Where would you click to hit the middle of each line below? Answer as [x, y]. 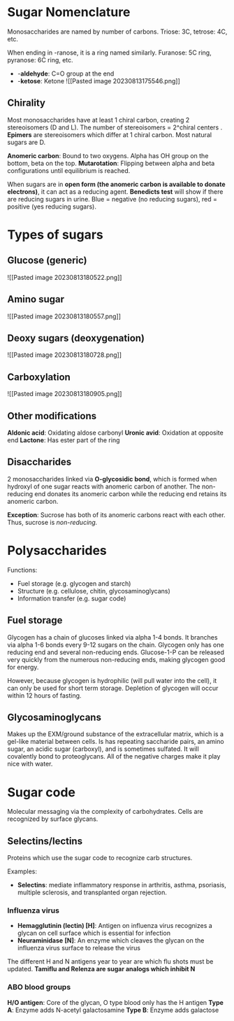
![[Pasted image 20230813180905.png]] [65, 394]
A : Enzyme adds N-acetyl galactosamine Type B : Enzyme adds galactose [113, 1010]
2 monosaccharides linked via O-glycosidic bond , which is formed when [112, 479]
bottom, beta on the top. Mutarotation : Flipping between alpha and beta [111, 163]
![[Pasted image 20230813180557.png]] [64, 316]
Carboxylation [39, 377]
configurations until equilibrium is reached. [69, 170]
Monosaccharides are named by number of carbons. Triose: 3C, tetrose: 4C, [117, 31]
